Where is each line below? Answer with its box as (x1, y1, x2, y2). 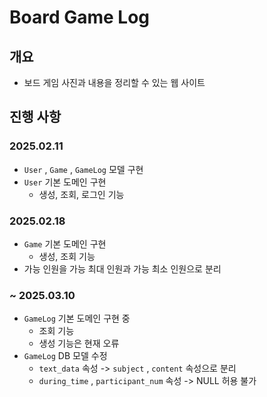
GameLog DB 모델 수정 (23, 350, 108, 362)
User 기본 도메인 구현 (23, 176, 107, 188)
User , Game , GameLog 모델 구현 (23, 163, 144, 175)
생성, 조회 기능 (38, 250, 96, 262)
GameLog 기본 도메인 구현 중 (23, 312, 131, 325)
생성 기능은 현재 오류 (38, 337, 120, 350)
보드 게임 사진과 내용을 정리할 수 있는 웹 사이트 (23, 77, 206, 88)
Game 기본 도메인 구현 (23, 237, 107, 250)
